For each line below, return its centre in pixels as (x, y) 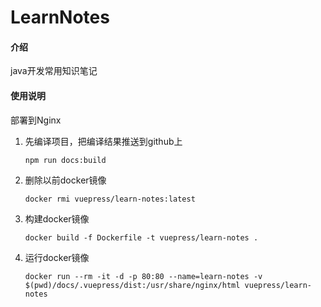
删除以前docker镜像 (65, 180)
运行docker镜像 (57, 257)
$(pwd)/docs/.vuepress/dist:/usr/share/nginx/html (132, 285)
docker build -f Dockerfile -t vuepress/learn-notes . (141, 237)
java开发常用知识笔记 (54, 71)
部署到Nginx (36, 120)
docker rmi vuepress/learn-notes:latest (110, 199)
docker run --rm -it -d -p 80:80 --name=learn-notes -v (143, 276)
